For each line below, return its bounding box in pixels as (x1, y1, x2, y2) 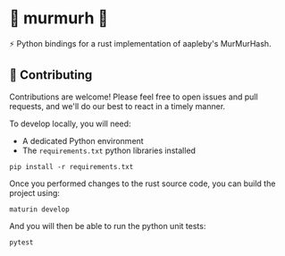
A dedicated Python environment (21, 135, 145, 146)
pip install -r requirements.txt (9, 162, 134, 171)
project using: (9, 187, 61, 198)
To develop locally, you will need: (9, 118, 131, 129)
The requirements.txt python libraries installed (21, 145, 197, 156)
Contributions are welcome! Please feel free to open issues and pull (9, 91, 258, 102)
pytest (9, 237, 34, 247)
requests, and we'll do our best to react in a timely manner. (9, 100, 226, 111)
